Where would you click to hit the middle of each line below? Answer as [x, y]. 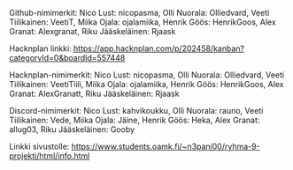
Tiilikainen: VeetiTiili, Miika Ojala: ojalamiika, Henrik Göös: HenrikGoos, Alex [146, 84]
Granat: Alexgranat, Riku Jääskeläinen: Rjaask [93, 31]
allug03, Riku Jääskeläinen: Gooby [72, 129]
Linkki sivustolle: [39, 146]
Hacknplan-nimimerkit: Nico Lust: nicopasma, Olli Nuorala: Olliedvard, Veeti [147, 75]
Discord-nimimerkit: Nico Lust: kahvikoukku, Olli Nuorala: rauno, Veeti [136, 111]
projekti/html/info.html [50, 156]
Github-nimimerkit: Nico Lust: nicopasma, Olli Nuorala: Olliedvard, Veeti [139, 13]
